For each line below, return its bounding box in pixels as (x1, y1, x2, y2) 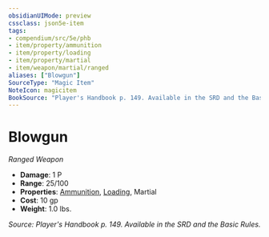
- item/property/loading (8, 49, 91, 57)
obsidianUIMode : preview (8, 11, 91, 20)
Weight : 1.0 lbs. (19, 204, 72, 214)
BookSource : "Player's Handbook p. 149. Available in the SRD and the (8, 94, 249, 102)
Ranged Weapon (8, 155, 64, 164)
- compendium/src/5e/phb (8, 34, 91, 42)
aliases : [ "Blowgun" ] (8, 71, 81, 79)
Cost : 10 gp (19, 195, 58, 205)
